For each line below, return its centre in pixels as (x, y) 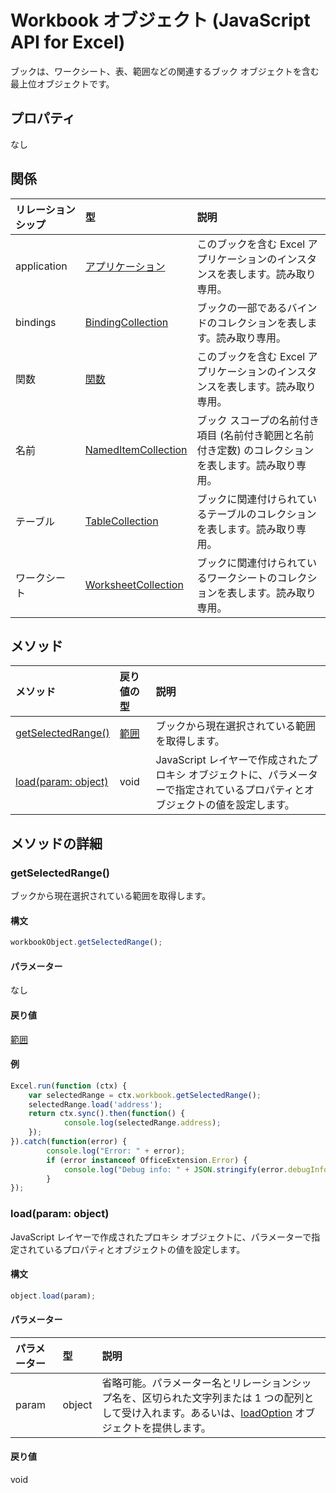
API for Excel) (68, 42)
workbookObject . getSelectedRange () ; (86, 942)
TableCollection (121, 521)
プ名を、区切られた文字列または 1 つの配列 (203, 1398)
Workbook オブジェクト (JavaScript (160, 20)
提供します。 (181, 1428)
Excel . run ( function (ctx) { (69, 1086)
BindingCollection (126, 322)
